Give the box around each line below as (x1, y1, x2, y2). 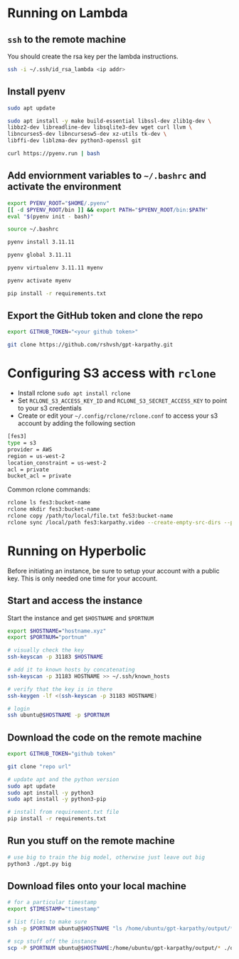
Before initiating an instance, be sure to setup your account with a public (7, 566, 220, 575)
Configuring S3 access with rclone (7, 365, 216, 381)
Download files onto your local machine (7, 880, 187, 892)
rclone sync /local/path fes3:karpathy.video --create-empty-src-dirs (7, 519, 221, 526)
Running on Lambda (7, 5, 128, 21)
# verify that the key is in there (7, 685, 113, 693)
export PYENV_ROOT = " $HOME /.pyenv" (7, 199, 110, 207)
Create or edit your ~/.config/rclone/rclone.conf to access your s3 (17, 411, 218, 420)
